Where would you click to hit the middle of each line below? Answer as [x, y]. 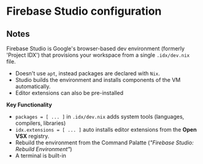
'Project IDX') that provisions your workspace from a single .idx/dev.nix [98, 55]
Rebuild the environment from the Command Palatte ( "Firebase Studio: [105, 143]
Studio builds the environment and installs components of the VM [98, 80]
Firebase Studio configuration [84, 11]
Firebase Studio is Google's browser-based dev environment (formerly [96, 48]
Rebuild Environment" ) [44, 149]
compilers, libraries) [40, 123]
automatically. [33, 86]
